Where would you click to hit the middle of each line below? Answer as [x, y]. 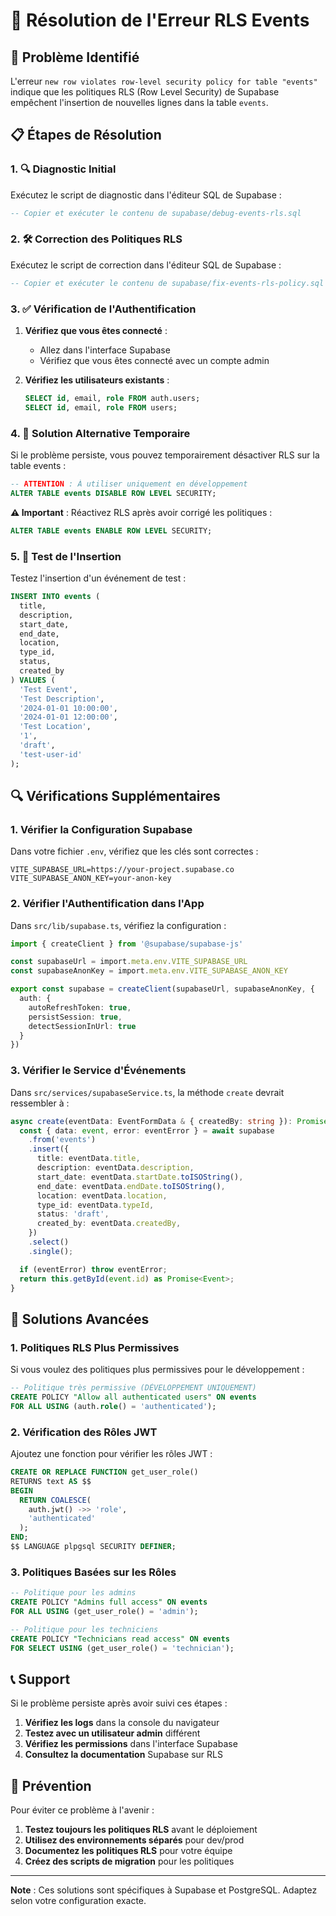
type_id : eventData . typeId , [95, 1205]
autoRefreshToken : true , [80, 1007]
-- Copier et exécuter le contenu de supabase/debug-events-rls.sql [156, 213]
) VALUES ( [33, 680]
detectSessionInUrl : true [82, 1026]
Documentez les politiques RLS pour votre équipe [128, 1851]
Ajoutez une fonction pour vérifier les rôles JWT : [111, 1454]
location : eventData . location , [102, 1195]
